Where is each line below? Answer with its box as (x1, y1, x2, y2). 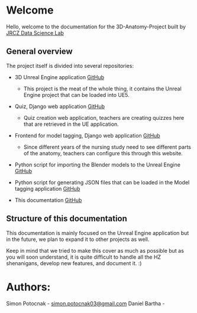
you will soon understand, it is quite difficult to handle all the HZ (6, 253, 162, 260)
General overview (6, 47, 73, 57)
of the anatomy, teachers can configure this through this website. (23, 149, 183, 156)
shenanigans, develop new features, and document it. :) (6, 259, 142, 266)
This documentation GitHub (14, 196, 82, 204)
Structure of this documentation (6, 214, 127, 224)
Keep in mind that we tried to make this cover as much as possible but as (6, 247, 185, 254)
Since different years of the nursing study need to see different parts (23, 143, 191, 151)
